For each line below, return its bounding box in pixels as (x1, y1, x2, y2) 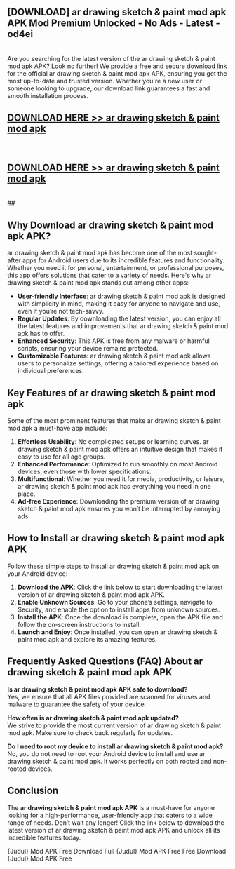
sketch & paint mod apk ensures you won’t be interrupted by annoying (17, 505, 221, 513)
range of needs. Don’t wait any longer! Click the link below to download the (7, 818, 224, 827)
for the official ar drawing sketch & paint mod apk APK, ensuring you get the (7, 69, 227, 77)
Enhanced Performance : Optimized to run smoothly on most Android (17, 460, 218, 469)
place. (17, 490, 36, 498)
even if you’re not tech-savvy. (17, 307, 104, 316)
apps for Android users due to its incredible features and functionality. (22, 256, 225, 264)
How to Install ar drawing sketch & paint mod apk (7, 532, 225, 544)
